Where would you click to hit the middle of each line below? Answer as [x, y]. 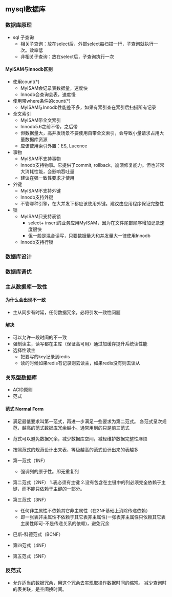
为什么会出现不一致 [26, 300]
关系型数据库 [21, 377]
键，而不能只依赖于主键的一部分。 [49, 489]
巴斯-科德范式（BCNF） [38, 534]
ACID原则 [23, 390]
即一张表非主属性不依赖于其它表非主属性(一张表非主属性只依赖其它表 [93, 517]
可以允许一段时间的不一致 [40, 337]
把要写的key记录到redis [45, 357]
